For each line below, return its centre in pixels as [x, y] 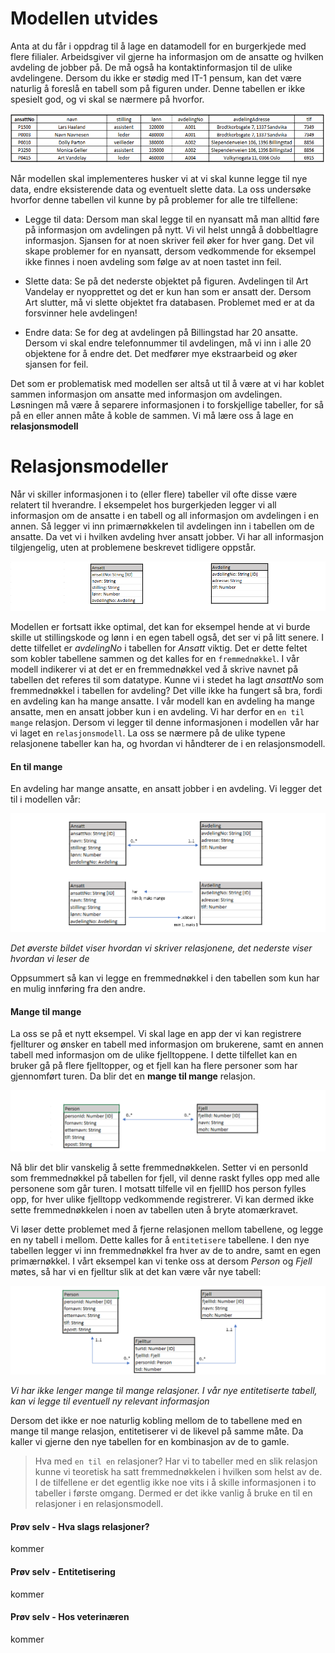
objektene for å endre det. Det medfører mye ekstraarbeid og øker [161, 354]
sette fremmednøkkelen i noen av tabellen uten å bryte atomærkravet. [154, 1209]
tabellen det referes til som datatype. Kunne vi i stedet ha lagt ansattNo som [167, 680]
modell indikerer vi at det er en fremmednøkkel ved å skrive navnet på [154, 669]
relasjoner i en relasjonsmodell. [99, 1504]
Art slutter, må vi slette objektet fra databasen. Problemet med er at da [169, 303]
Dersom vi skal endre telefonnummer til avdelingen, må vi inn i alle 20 [168, 343]
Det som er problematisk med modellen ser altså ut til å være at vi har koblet [167, 384]
